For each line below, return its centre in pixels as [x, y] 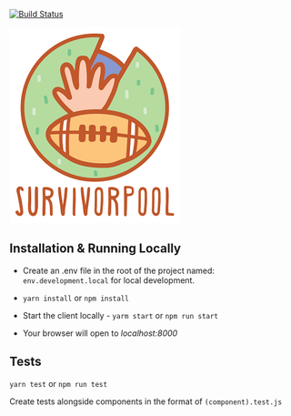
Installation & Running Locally [95, 249]
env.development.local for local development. [109, 280]
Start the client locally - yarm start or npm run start [120, 315]
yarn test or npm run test [58, 383]
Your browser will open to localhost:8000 [100, 333]
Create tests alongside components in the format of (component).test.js [146, 401]
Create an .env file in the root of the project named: [119, 270]
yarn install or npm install [75, 298]
